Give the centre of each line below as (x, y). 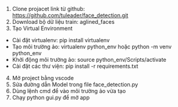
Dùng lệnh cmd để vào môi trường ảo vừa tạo (69, 91)
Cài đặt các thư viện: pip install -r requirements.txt (75, 66)
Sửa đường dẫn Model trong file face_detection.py (75, 84)
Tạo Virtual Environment (42, 28)
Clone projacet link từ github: (48, 9)
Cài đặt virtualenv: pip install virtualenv (61, 40)
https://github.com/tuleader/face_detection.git (70, 15)
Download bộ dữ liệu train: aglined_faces (63, 22)
